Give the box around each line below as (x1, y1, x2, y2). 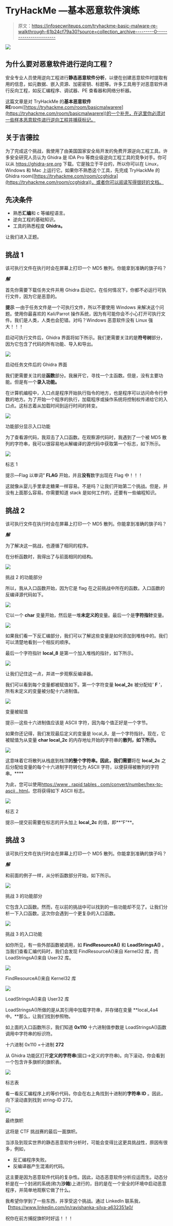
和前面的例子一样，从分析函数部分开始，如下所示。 (5, 872, 114, 878)
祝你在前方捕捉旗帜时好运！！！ (5, 1215, 73, 1221)
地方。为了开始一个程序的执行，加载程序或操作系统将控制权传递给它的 (14, 396, 163, 402)
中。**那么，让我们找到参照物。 (5, 1013, 74, 1019)
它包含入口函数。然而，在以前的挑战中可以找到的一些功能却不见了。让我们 (5, 904, 163, 910)
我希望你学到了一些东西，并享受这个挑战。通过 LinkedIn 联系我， (5, 1198, 143, 1204)
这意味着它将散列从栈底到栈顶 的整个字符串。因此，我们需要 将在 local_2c (5, 758, 161, 763)
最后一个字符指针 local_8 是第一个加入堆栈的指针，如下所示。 (5, 650, 136, 656)
